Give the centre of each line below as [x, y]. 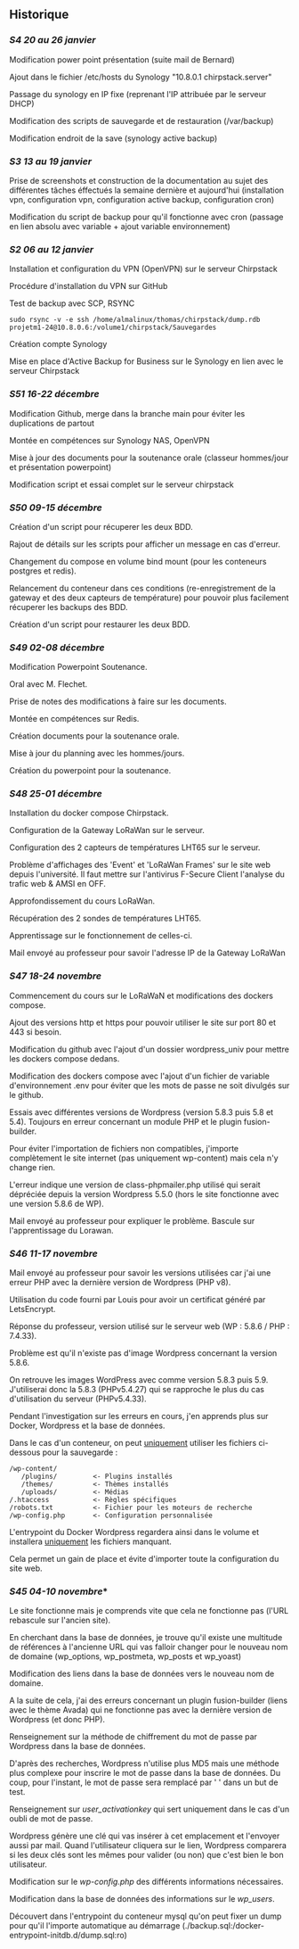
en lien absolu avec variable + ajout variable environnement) [120, 226]
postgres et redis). [43, 571]
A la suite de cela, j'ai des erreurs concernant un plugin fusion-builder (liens [148, 1701]
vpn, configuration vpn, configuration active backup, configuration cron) [142, 199]
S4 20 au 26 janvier [53, 40]
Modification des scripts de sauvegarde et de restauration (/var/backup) [141, 120]
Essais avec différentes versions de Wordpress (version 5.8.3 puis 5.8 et [141, 1112]
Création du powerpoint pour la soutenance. [90, 771]
